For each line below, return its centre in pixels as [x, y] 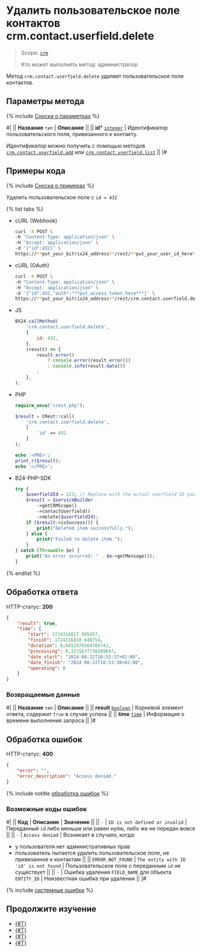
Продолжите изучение [51, 909]
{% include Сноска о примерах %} [50, 185]
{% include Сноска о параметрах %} [53, 116]
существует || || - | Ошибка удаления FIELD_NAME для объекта [93, 872]
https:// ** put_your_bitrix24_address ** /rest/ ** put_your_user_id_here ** [106, 254]
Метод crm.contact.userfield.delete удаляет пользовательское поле [95, 76]
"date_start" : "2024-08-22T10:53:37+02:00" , [84, 657]
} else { [37, 534]
